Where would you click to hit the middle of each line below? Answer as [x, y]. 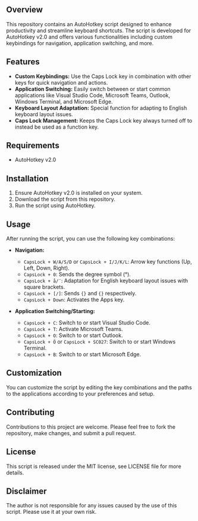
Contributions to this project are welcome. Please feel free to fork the [91, 427]
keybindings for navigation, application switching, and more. [80, 43]
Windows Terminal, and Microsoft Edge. [64, 101]
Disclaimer [26, 491]
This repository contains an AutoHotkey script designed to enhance [89, 24]
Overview [25, 10]
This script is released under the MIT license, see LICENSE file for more [94, 466]
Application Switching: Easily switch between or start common [92, 89]
